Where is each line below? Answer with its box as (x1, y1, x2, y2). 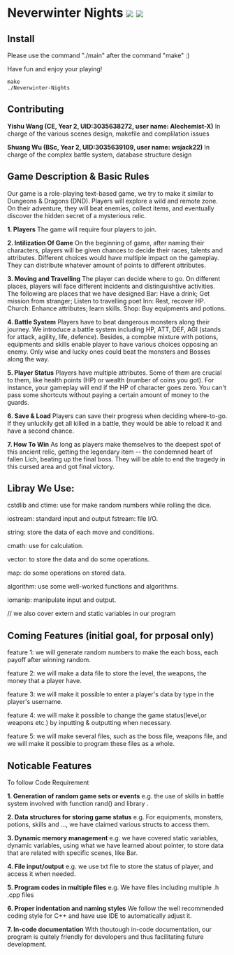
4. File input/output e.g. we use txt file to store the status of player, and (7, 862, 214, 871)
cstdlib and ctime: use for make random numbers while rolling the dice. (7, 501, 212, 510)
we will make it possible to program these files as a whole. (7, 740, 175, 748)
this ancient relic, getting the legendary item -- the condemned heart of (7, 447, 213, 456)
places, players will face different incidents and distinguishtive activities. (7, 282, 215, 290)
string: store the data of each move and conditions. (7, 528, 155, 536)
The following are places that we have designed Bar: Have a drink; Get (7, 289, 210, 298)
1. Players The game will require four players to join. (7, 225, 157, 234)
